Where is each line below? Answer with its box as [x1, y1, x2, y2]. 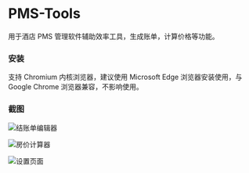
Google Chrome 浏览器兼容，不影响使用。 [8, 82, 143, 92]
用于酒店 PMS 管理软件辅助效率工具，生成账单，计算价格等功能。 [8, 31, 219, 41]
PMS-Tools [8, 5, 81, 23]
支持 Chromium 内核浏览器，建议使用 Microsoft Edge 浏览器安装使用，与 [8, 72, 243, 82]
